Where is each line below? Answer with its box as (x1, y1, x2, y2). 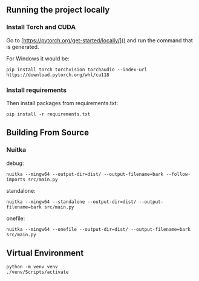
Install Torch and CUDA (6, 23, 76, 31)
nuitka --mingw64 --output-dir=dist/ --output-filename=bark (6, 171, 164, 177)
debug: (6, 160, 24, 167)
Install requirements (6, 86, 67, 94)
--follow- (166, 171, 191, 177)
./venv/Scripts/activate (6, 269, 69, 276)
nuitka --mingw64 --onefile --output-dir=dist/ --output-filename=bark (6, 226, 191, 232)
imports (6, 176, 26, 182)
